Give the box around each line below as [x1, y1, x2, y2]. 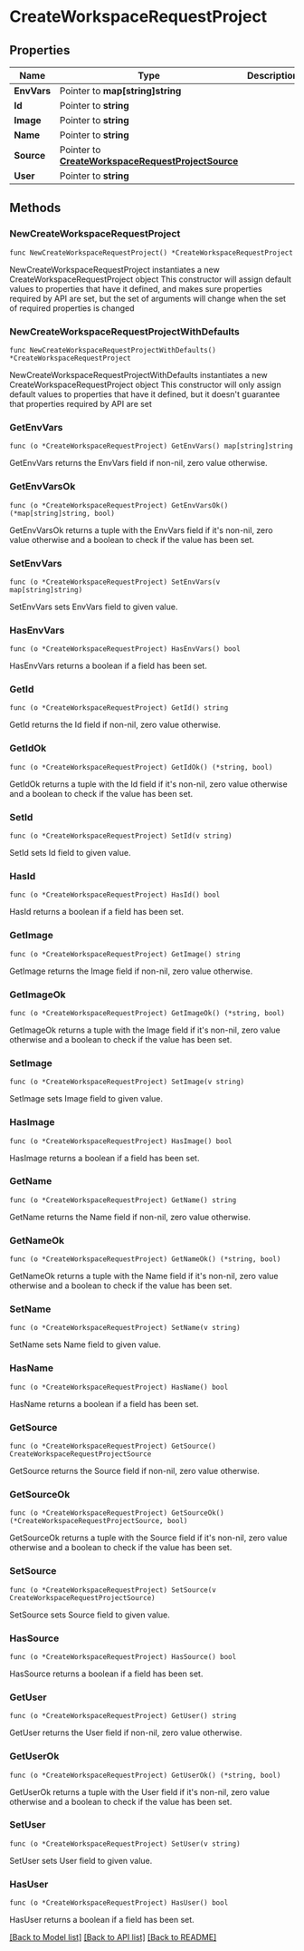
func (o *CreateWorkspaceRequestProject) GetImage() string [9, 949, 242, 958]
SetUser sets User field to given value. [9, 1855, 153, 1866]
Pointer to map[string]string [59, 84, 182, 97]
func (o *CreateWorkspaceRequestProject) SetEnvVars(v [9, 578, 221, 587]
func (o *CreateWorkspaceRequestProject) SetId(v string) [9, 831, 233, 840]
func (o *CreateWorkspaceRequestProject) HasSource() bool [9, 1652, 237, 1661]
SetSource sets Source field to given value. [9, 1609, 170, 1620]
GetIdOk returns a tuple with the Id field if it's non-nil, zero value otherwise [9, 778, 288, 790]
